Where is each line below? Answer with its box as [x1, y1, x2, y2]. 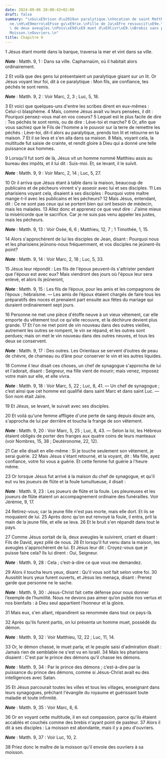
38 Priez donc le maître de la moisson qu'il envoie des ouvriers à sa [5, 744, 144, 750]
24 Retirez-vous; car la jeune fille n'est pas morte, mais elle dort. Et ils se [5, 508, 155, 514]
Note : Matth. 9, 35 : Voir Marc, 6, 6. [5, 704, 79, 710]
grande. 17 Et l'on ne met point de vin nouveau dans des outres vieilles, [5, 322, 151, 328]
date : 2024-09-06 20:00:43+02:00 [5, 7, 75, 12]
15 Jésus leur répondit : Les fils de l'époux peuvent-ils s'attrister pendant [5, 266, 155, 272]
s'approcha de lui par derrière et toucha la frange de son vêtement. [5, 418, 143, 424]
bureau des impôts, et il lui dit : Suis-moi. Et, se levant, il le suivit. [5, 160, 138, 166]
